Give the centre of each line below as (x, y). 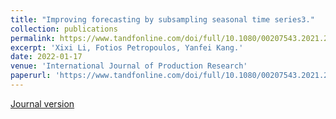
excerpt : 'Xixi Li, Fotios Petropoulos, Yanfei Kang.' (127, 47)
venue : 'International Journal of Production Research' (129, 66)
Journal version (42, 103)
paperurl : (31, 76)
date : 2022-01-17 (46, 57)
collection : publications (64, 29)
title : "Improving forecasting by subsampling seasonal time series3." (162, 19)
